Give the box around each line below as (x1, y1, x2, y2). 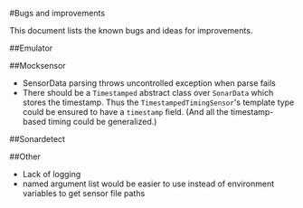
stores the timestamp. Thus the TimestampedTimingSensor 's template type (22, 97, 295, 108)
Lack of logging (22, 169, 81, 179)
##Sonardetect (9, 134, 66, 144)
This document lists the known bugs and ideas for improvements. (9, 25, 253, 35)
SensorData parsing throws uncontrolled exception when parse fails (22, 78, 276, 89)
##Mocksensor (9, 61, 66, 71)
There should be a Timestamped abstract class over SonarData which (22, 88, 274, 98)
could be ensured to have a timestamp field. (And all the (22, 107, 229, 117)
